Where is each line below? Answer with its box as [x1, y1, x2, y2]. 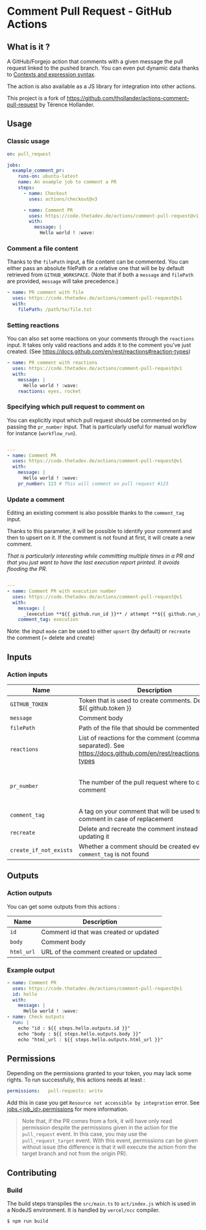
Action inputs [7, 670, 48, 679]
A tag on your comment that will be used [78, 807, 195, 816]
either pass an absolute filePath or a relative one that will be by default [7, 265, 185, 272]
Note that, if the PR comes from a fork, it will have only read [21, 1118, 172, 1125]
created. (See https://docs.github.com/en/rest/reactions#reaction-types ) [7, 348, 191, 355]
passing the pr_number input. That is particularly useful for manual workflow [7, 423, 197, 430]
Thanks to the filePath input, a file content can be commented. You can [7, 258, 189, 265]
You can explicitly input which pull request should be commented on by [7, 416, 187, 424]
